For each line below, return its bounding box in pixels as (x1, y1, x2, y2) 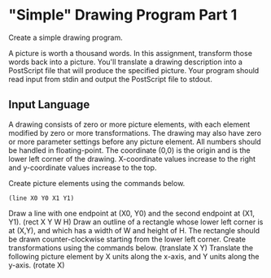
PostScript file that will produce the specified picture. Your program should (8, 65, 260, 75)
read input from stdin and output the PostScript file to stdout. (8, 74, 213, 84)
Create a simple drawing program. (8, 33, 124, 42)
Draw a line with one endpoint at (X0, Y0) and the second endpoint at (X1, (8, 208, 255, 218)
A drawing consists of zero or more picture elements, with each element (8, 119, 251, 129)
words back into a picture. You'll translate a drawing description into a (8, 57, 243, 67)
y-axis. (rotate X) (8, 260, 65, 270)
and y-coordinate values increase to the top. (8, 163, 157, 172)
